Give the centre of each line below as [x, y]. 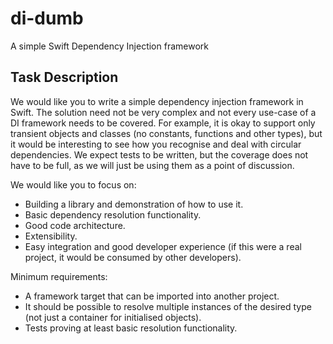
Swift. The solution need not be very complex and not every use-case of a [163, 112]
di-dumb [47, 18]
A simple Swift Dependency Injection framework [109, 46]
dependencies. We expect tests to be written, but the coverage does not [159, 154]
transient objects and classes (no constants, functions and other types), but [166, 133]
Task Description [64, 77]
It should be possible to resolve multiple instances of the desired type [168, 306]
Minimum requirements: [59, 276]
